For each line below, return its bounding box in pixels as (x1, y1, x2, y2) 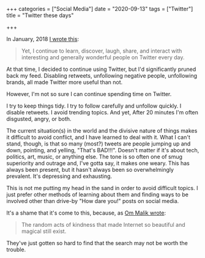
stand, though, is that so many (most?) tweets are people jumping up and (6, 140, 191, 147)
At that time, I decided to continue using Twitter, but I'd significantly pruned (6, 65, 196, 73)
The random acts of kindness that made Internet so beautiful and (21, 221, 185, 228)
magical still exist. (21, 227, 67, 235)
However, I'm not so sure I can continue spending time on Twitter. (6, 90, 172, 97)
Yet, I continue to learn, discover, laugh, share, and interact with (21, 47, 182, 54)
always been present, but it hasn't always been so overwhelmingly (6, 166, 174, 173)
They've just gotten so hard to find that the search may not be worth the (6, 240, 188, 246)
